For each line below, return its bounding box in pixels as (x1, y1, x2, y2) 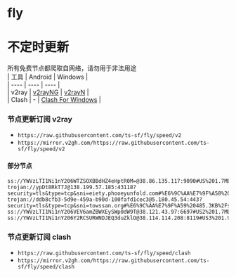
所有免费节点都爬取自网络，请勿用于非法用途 (7, 64, 137, 72)
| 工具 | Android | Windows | (7, 72, 88, 82)
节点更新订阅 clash (7, 232, 72, 242)
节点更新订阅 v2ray (7, 115, 72, 124)
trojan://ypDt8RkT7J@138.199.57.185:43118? (7, 183, 137, 191)
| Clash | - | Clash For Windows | (7, 96, 102, 104)
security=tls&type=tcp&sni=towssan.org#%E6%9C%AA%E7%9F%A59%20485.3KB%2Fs (7, 202, 231, 209)
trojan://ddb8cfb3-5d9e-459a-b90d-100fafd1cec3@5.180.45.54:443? (7, 195, 202, 203)
